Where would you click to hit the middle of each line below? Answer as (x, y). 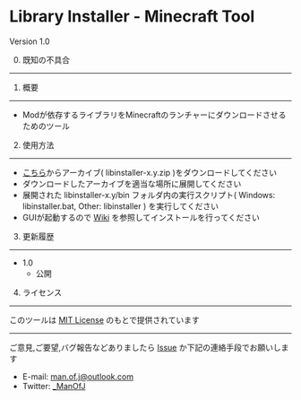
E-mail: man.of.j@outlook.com (78, 376)
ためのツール (46, 126)
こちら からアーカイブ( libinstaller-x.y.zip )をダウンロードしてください (150, 172)
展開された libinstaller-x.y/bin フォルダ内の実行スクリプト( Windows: (149, 195)
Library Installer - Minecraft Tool (132, 17)
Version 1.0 (30, 41)
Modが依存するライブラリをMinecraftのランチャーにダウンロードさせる (154, 115)
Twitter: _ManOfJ (54, 386)
